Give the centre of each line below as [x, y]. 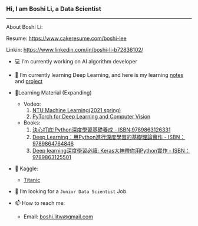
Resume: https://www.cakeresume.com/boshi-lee [66, 38]
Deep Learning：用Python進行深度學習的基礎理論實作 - [99, 137]
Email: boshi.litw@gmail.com [58, 217]
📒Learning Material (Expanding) [53, 93]
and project [29, 82]
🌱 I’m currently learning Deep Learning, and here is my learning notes [99, 75]
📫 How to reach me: [40, 203]
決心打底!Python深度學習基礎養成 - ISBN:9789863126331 [101, 130]
